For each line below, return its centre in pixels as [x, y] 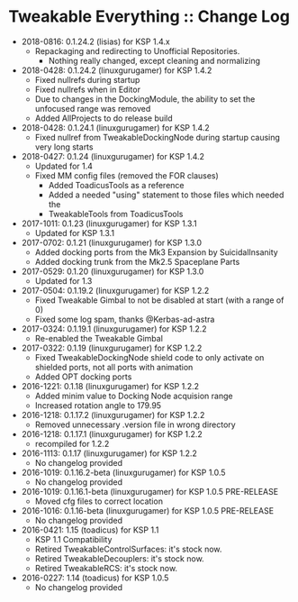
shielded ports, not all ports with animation [114, 367]
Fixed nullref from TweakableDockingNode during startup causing [158, 137]
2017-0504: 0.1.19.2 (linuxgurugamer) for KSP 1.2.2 [115, 290]
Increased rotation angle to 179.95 [98, 405]
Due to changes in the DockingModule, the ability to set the [145, 99]
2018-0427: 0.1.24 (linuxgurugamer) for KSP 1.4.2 [113, 156]
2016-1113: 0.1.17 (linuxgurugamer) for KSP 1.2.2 [109, 453]
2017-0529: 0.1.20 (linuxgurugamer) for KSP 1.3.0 [113, 271]
